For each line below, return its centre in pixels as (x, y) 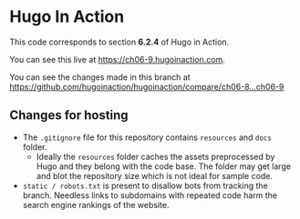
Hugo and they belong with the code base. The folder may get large (164, 166)
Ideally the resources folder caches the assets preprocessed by (155, 156)
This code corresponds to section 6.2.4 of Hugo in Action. (119, 42)
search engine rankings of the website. (96, 204)
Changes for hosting (69, 115)
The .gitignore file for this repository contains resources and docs (147, 137)
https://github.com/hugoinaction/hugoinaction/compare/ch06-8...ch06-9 (147, 86)
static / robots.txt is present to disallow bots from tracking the (145, 185)
